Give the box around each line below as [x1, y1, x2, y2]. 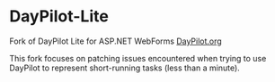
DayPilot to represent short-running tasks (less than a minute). [9, 62, 240, 73]
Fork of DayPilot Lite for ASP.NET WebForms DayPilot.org [9, 36, 222, 46]
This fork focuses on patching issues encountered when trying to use [9, 53, 267, 63]
